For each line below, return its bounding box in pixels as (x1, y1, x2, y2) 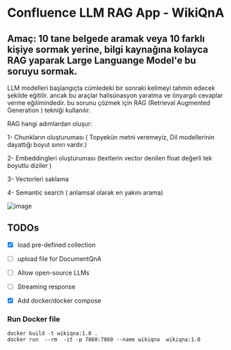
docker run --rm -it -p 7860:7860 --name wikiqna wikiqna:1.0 (7, 336, 200, 343)
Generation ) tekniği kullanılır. (7, 106, 91, 114)
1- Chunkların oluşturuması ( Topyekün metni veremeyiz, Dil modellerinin (7, 133, 214, 141)
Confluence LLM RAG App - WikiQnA (7, 5, 225, 21)
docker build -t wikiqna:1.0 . (7, 330, 98, 337)
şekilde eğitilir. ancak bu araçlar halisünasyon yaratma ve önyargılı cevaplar (7, 91, 223, 99)
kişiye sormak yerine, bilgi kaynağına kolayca (7, 43, 209, 55)
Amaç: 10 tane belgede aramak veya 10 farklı (7, 33, 205, 45)
